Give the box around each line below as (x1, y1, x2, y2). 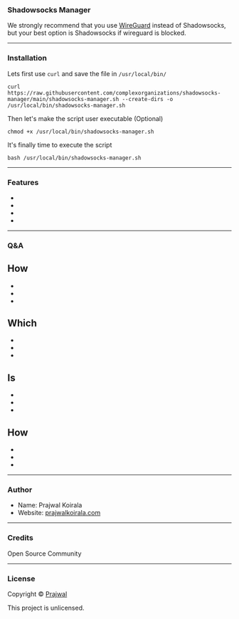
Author (7, 485, 33, 494)
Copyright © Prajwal (7, 589, 68, 598)
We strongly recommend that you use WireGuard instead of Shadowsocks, (7, 21, 226, 30)
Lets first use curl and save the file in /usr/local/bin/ (7, 69, 167, 78)
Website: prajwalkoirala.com (17, 509, 101, 517)
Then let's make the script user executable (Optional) (7, 114, 164, 122)
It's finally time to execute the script (7, 140, 112, 149)
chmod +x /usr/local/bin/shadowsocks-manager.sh (7, 128, 154, 135)
